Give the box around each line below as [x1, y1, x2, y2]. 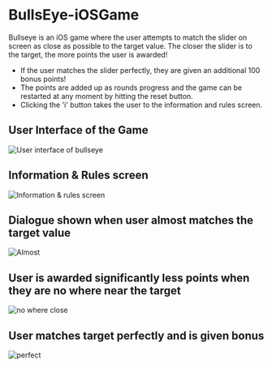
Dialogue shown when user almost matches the [8, 213, 254, 227]
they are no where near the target [8, 284, 181, 297]
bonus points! [19, 74, 67, 83]
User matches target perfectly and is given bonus [8, 328, 265, 342]
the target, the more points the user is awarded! [8, 49, 168, 59]
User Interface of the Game [8, 123, 149, 137]
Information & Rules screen [8, 169, 149, 182]
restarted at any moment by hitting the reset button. [19, 91, 193, 101]
